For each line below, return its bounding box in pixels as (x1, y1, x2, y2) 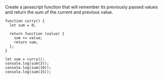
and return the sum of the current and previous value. (5, 9, 114, 15)
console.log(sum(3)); (5, 61, 49, 66)
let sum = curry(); (5, 57, 45, 62)
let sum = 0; (9, 23, 36, 28)
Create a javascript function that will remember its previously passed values (5, 4, 158, 10)
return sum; (14, 40, 38, 45)
